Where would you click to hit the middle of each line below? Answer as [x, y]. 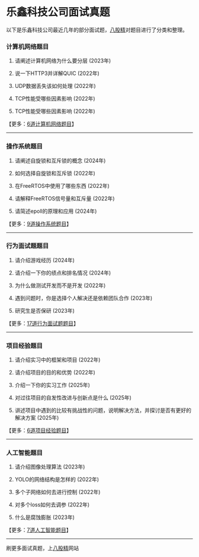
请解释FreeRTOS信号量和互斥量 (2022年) [65, 198]
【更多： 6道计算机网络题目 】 [41, 124]
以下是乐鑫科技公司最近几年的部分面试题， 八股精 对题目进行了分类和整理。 [97, 30]
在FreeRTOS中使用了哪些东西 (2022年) [62, 185]
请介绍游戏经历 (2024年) [45, 260]
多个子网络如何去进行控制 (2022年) [57, 492]
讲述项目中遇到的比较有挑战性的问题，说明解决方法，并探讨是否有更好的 [103, 410]
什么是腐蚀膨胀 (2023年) [45, 517]
